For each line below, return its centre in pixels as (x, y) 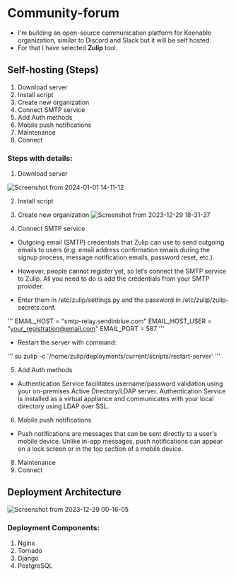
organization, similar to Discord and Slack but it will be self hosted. (114, 40)
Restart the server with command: (67, 342)
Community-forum (64, 13)
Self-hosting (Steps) (53, 70)
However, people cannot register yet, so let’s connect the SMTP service (122, 271)
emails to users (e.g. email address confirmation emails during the (114, 250)
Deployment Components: (54, 527)
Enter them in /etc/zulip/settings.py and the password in (99, 300)
